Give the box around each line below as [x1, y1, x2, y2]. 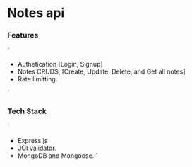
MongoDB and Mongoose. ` [17, 151, 98, 160]
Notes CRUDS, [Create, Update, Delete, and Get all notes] [17, 67, 186, 76]
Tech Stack [7, 106, 47, 116]
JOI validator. [17, 144, 56, 152]
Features [7, 30, 39, 40]
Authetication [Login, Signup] [17, 60, 103, 69]
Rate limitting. [17, 75, 58, 83]
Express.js [17, 136, 48, 144]
